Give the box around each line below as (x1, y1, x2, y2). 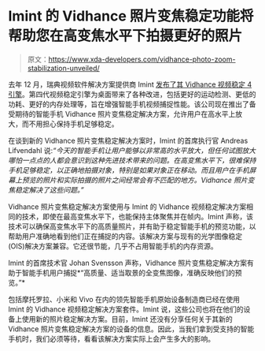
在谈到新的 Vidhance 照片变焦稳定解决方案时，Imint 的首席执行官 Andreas (8, 136, 248, 145)
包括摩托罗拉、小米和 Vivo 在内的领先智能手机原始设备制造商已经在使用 (8, 294, 240, 304)
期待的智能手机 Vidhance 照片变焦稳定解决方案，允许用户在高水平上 (14, 109, 236, 118)
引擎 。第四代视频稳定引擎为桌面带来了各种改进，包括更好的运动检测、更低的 (8, 89, 256, 99)
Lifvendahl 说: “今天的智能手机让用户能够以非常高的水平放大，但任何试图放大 (8, 145, 256, 155)
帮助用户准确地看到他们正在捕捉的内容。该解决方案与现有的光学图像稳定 (8, 231, 242, 241)
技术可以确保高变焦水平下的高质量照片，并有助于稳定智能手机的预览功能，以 (8, 222, 256, 231)
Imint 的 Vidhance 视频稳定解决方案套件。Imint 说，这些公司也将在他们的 (8, 304, 244, 314)
